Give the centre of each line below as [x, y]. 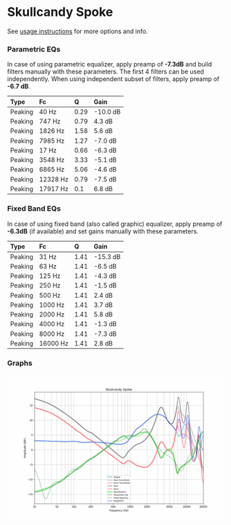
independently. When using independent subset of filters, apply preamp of [113, 79]
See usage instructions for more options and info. [78, 31]
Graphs [20, 363]
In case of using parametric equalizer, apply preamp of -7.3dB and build [110, 64]
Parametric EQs [34, 49]
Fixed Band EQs [34, 208]
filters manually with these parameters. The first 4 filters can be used [105, 72]
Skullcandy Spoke [60, 12]
